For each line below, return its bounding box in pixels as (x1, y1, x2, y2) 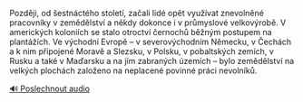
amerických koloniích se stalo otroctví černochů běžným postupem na (9, 27, 272, 37)
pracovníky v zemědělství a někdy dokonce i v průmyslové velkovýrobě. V (9, 17, 287, 28)
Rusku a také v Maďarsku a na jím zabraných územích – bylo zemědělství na (9, 56, 295, 66)
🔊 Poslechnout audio (9, 83, 91, 94)
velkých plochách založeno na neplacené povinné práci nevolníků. (9, 65, 258, 76)
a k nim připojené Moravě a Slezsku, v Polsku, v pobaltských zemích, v (9, 46, 274, 57)
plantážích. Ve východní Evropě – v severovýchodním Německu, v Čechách (9, 36, 292, 47)
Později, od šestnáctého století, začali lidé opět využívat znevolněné (9, 8, 265, 18)
